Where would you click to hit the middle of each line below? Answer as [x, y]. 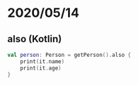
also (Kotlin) [35, 39]
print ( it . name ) [42, 61]
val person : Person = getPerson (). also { [69, 55]
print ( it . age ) [41, 68]
